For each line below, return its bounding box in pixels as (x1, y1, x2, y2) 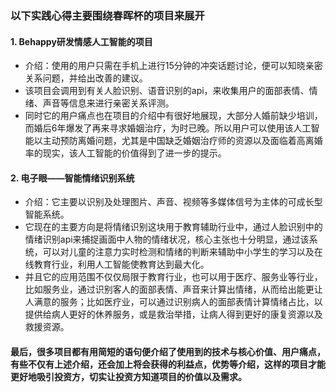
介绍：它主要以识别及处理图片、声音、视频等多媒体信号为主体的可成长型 (24, 196, 323, 208)
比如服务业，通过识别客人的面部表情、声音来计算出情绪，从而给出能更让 (24, 283, 323, 296)
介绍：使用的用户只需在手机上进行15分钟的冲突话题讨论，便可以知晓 (24, 60, 306, 72)
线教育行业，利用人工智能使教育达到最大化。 (24, 258, 210, 271)
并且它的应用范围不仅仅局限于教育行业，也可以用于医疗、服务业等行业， (24, 271, 323, 283)
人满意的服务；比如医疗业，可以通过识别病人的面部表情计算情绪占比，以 (24, 296, 323, 308)
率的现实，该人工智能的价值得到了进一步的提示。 (24, 147, 227, 159)
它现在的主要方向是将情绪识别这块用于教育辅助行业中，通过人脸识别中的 (24, 221, 323, 233)
